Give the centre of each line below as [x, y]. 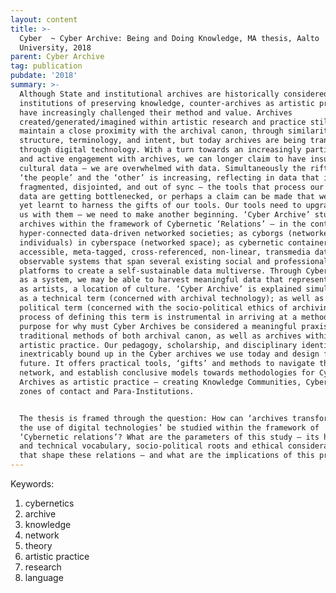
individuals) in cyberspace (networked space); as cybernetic [151, 242]
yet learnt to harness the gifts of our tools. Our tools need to [160, 206]
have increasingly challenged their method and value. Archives [156, 112]
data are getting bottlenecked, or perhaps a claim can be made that [167, 196]
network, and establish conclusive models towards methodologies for [167, 373]
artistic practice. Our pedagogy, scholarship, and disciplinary [158, 345]
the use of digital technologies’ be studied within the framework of [169, 427]
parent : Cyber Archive [57, 57]
